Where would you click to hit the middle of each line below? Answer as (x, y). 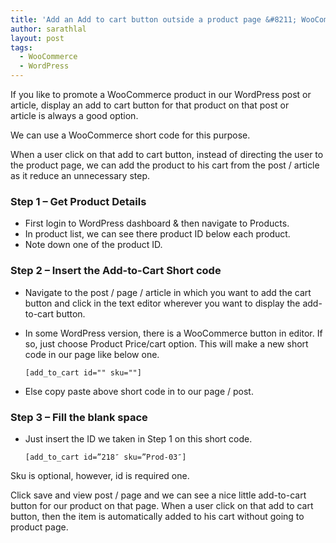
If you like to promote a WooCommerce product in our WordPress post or (161, 94)
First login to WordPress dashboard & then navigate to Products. (157, 223)
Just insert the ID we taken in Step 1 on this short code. (138, 438)
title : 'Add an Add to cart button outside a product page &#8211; (154, 19)
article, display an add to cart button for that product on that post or (150, 105)
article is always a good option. (74, 115)
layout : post (37, 38)
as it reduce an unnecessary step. (80, 175)
